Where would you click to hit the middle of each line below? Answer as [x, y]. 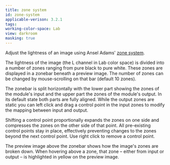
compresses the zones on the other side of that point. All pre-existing [78, 125]
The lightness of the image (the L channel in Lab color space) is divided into [85, 62]
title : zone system [26, 10]
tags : [11, 24]
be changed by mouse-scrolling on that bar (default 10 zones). [71, 79]
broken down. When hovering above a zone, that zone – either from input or [85, 151]
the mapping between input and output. [47, 110]
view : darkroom [21, 34]
